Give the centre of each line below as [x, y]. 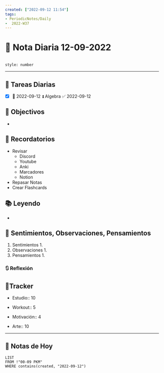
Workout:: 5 [24, 307]
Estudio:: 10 [24, 298]
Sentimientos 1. [27, 245]
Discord [27, 156]
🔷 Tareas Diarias [30, 85]
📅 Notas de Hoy [29, 346]
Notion [26, 177]
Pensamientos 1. [29, 255]
